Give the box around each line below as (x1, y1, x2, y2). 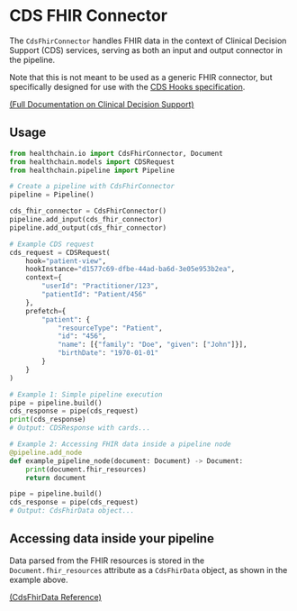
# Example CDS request (9, 240, 94, 249)
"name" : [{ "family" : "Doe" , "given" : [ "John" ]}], (57, 340, 247, 350)
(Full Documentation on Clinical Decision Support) (9, 98, 195, 109)
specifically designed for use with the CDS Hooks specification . (9, 81, 246, 92)
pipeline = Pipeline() (9, 190, 94, 199)
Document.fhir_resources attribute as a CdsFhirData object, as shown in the (9, 564, 288, 575)
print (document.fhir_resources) (25, 465, 147, 474)
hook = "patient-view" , (25, 256, 106, 266)
